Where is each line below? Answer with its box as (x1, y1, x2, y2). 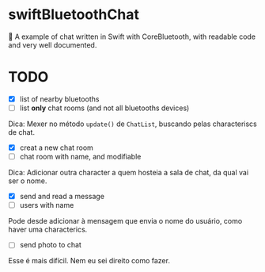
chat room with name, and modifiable (19, 152, 142, 162)
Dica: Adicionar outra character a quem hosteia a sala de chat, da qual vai (8, 168, 249, 178)
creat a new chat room (19, 143, 93, 152)
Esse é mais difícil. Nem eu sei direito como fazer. (8, 256, 170, 266)
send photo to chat (19, 240, 81, 250)
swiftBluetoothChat (8, 6, 140, 24)
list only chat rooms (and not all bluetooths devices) (19, 103, 190, 113)
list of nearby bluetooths (19, 94, 100, 104)
